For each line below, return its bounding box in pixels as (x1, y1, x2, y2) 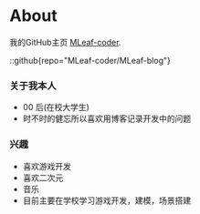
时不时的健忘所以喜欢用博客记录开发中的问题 (22, 113, 192, 124)
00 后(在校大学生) (22, 102, 89, 113)
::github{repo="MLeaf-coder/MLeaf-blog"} (9, 55, 171, 66)
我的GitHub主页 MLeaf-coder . (9, 36, 121, 47)
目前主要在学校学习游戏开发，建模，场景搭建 (22, 195, 192, 206)
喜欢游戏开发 (22, 160, 71, 171)
